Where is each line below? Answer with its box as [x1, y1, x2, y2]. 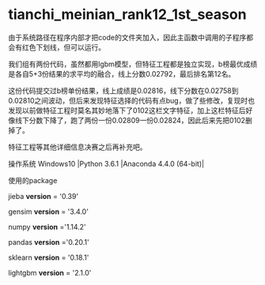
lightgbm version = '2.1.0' [8, 268, 92, 277]
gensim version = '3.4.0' [8, 207, 89, 216]
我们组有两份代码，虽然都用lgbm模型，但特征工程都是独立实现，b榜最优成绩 [8, 59, 258, 69]
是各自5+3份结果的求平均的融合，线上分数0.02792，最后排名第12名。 [8, 69, 236, 78]
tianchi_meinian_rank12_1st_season [8, 6, 247, 24]
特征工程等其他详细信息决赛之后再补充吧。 [8, 142, 147, 152]
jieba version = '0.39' [8, 191, 79, 201]
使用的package [8, 175, 58, 185]
